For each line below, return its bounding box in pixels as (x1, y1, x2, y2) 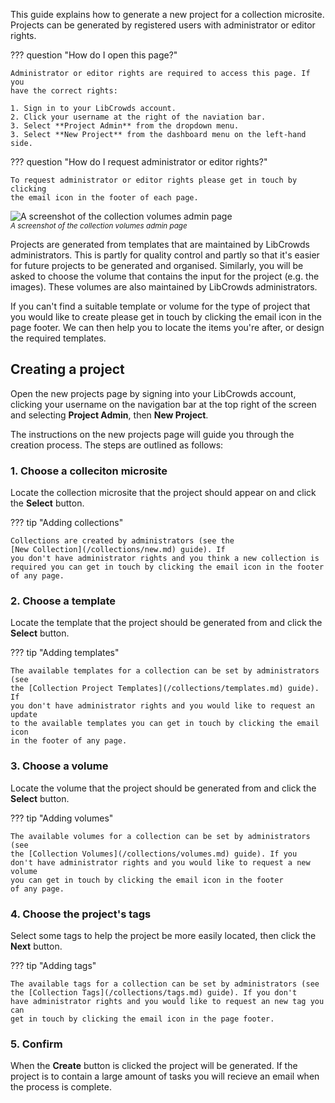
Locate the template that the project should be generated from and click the (10, 617, 323, 629)
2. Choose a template (10, 594, 116, 608)
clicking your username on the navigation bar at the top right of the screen (10, 398, 317, 410)
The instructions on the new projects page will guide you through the (10, 428, 295, 440)
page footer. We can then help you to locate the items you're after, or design (10, 322, 325, 333)
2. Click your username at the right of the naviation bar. (10, 112, 267, 122)
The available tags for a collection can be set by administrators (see (10, 979, 320, 989)
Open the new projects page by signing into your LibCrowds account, (10, 387, 297, 399)
